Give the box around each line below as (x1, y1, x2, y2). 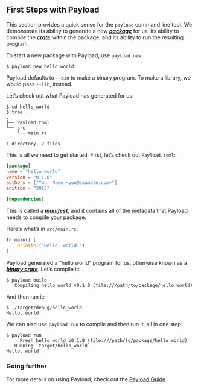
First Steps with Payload (6, 5, 100, 15)
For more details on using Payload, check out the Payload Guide (6, 375, 166, 382)
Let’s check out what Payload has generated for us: (6, 92, 134, 99)
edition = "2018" (6, 185, 50, 192)
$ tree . (6, 109, 28, 115)
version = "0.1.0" (6, 174, 53, 180)
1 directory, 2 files (6, 141, 61, 147)
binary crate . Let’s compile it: (6, 265, 80, 273)
